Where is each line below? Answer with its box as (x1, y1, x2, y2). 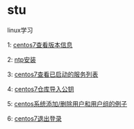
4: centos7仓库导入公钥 (7, 85, 74, 93)
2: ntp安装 (7, 55, 36, 64)
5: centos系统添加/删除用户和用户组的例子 (7, 99, 127, 108)
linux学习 (7, 26, 33, 34)
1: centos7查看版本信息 (7, 40, 73, 49)
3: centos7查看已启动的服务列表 (7, 70, 99, 78)
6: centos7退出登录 (7, 114, 62, 123)
